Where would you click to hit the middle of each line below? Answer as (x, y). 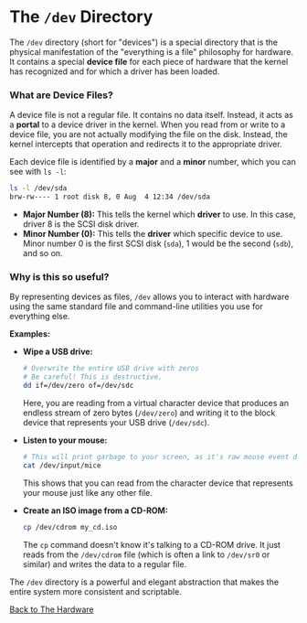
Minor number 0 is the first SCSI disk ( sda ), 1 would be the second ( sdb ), (158, 243)
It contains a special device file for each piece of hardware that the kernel (149, 61)
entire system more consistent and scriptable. (96, 591)
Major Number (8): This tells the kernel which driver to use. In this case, (159, 214)
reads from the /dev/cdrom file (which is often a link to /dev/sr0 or (146, 554)
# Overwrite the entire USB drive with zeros (111, 369)
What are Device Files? (62, 95)
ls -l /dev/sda (38, 188)
